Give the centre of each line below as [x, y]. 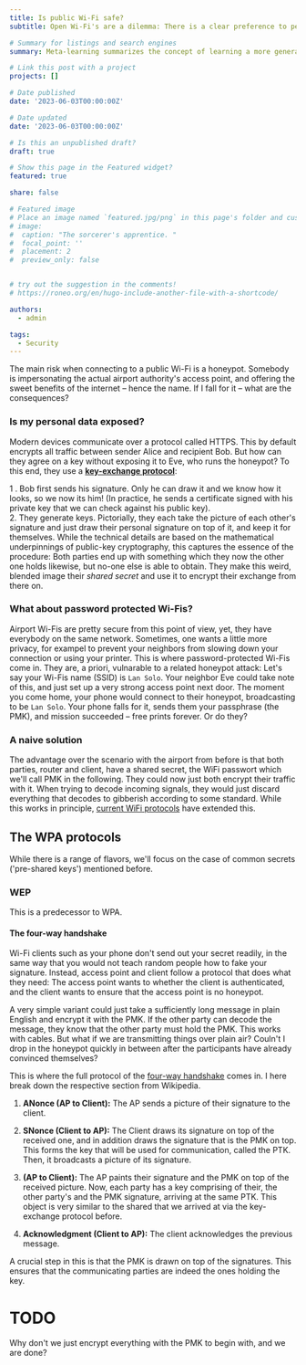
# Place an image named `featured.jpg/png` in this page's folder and [146, 217]
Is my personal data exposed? [77, 422]
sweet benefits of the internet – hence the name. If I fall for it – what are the [150, 388]
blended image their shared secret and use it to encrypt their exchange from [153, 575]
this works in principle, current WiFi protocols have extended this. [133, 808]
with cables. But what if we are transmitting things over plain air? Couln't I [147, 1039]
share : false [34, 193]
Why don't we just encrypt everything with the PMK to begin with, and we [148, 1343]
